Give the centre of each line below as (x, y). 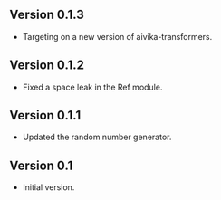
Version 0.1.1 (45, 115)
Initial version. (48, 187)
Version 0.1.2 (47, 66)
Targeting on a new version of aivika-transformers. (117, 36)
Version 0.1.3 (47, 15)
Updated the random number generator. (97, 137)
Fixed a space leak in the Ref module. (92, 87)
